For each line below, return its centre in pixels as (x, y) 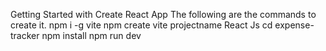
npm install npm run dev (91, 35)
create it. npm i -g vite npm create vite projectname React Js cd (141, 25)
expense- (294, 25)
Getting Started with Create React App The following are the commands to (163, 14)
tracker (25, 35)
